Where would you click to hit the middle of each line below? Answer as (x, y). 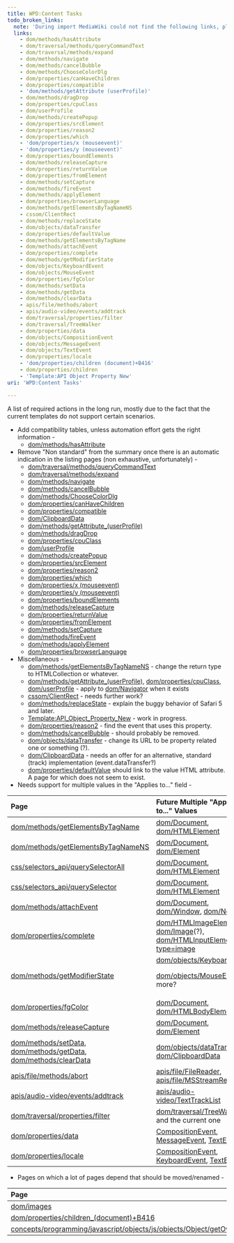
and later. (41, 710)
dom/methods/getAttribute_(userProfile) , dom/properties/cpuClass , (124, 681)
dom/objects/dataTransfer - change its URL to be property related (122, 740)
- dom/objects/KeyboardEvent (62, 266)
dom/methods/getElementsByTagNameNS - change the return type (124, 666)
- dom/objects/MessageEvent (60, 344)
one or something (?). (58, 748)
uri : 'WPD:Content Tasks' (45, 383)
